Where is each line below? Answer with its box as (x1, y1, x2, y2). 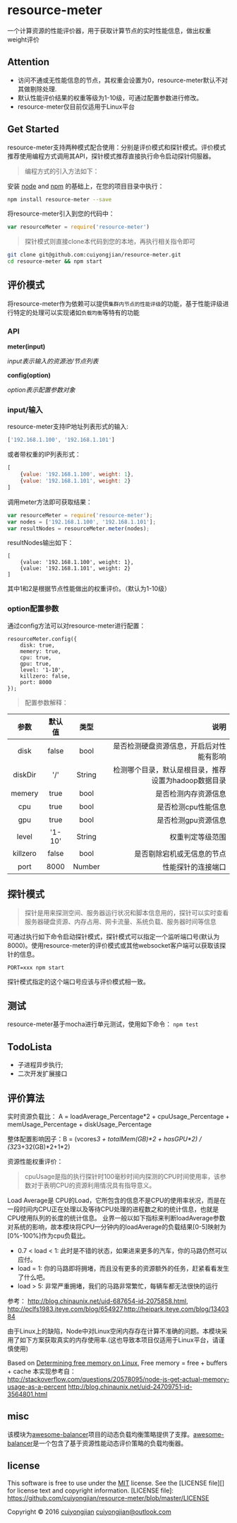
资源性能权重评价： (7, 1158, 63, 1166)
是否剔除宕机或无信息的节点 (133, 849, 226, 859)
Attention (7, 56, 49, 69)
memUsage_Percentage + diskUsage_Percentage (7, 1120, 152, 1129)
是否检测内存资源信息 (154, 789, 226, 799)
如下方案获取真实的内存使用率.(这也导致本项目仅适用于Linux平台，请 (19, 1336, 219, 1344)
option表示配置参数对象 (7, 386, 75, 394)
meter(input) (7, 342, 46, 351)
